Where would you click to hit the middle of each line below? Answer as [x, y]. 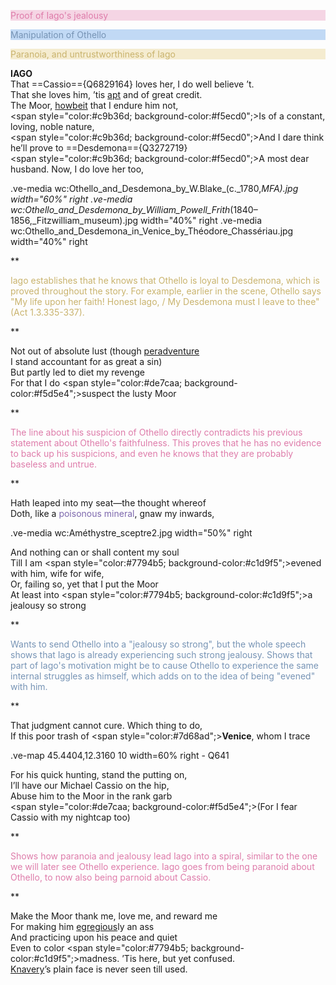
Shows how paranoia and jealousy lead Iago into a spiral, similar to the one [164, 856]
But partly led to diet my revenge [77, 372]
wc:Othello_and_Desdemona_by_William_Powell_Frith [120, 209]
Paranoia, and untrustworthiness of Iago [93, 54]
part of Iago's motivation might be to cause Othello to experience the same [164, 665]
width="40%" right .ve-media [201, 220]
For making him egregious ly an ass [82, 926]
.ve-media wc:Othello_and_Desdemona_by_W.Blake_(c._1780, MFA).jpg [154, 188]
